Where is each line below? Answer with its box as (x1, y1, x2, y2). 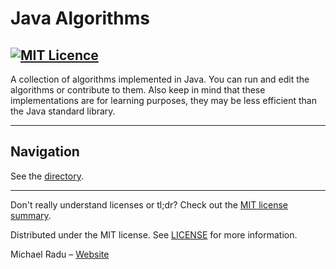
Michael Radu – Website (10, 248, 110, 260)
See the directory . (10, 170, 84, 182)
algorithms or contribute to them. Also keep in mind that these (10, 84, 266, 96)
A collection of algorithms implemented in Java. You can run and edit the (10, 73, 310, 85)
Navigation (10, 143, 80, 161)
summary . (10, 209, 52, 221)
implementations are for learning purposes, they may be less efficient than (10, 95, 317, 106)
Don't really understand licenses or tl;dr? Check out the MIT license (10, 198, 288, 211)
